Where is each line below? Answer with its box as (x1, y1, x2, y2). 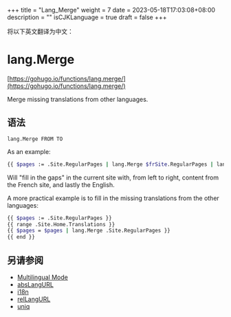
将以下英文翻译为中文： (7, 28, 74, 35)
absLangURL (16, 280, 54, 288)
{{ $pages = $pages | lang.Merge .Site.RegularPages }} (7, 227, 170, 234)
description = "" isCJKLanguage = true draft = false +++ (7, 13, 167, 21)
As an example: (7, 147, 51, 155)
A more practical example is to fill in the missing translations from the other (7, 194, 220, 202)
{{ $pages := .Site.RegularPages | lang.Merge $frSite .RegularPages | (7, 161, 214, 168)
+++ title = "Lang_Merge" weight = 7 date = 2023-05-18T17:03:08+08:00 (7, 6, 215, 14)
